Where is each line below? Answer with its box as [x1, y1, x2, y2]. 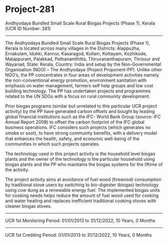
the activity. [5, 167, 29, 173]
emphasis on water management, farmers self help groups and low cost [5, 82, 153, 88]
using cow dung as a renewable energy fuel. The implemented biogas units [5, 187, 160, 193]
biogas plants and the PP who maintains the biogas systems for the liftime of [5, 161, 163, 167]
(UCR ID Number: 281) [5, 25, 51, 31]
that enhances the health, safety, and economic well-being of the [5, 136, 140, 142]
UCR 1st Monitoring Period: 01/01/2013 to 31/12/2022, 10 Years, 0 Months [5, 217, 155, 223]
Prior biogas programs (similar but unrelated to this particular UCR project [5, 103, 157, 109]
